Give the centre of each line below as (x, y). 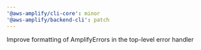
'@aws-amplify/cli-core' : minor (53, 13)
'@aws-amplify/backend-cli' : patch (58, 20)
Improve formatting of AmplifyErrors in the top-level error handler (100, 39)
